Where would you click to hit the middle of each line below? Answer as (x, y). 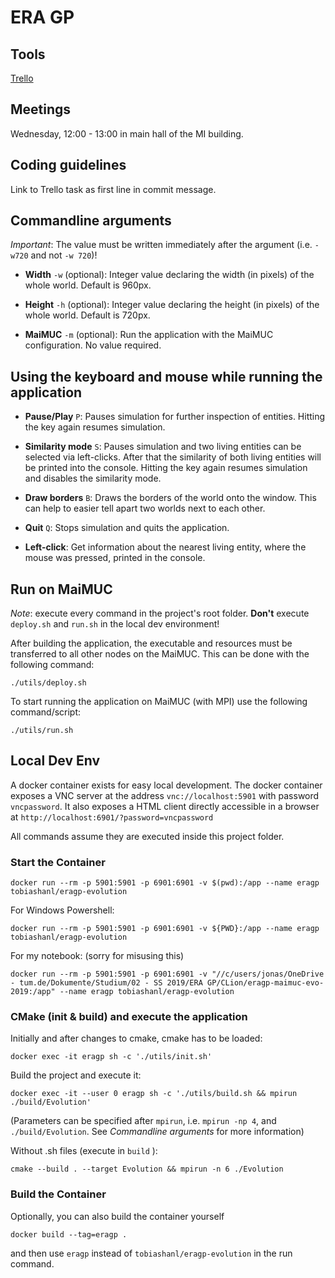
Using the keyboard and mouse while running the (166, 376)
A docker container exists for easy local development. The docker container (166, 785)
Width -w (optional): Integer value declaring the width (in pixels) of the (169, 275)
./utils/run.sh (42, 731)
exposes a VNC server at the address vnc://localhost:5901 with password (165, 795)
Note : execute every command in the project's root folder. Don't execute (160, 613)
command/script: (46, 712)
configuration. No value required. (93, 345)
